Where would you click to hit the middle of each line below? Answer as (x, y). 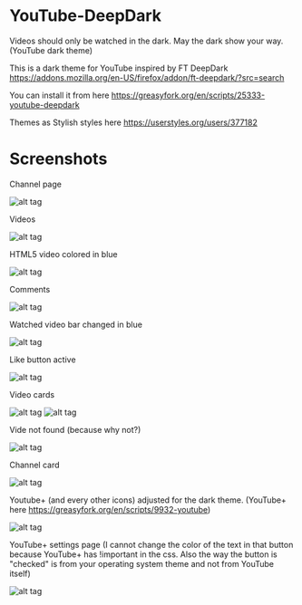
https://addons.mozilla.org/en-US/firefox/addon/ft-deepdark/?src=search (147, 77)
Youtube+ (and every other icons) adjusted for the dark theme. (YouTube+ (148, 500)
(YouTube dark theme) (51, 50)
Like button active (43, 360)
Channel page (35, 184)
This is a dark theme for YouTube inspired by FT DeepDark (119, 68)
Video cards (32, 394)
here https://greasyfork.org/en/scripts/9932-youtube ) (110, 509)
